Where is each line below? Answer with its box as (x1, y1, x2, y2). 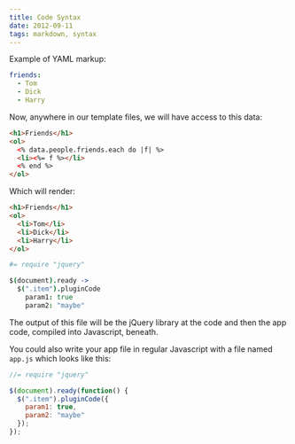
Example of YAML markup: (9, 54, 106, 65)
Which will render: (9, 186, 75, 197)
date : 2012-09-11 (9, 21, 74, 30)
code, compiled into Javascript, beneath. (9, 326, 159, 337)
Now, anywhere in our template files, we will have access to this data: (9, 112, 263, 122)
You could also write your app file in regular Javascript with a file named (9, 343, 273, 354)
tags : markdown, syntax (9, 29, 97, 38)
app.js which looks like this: (9, 353, 112, 363)
